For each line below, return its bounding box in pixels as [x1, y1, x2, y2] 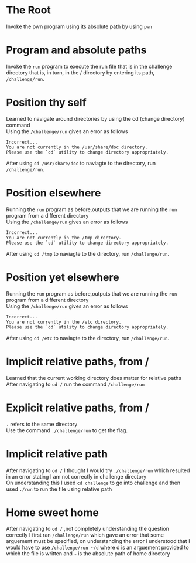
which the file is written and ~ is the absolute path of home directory [6, 550, 170, 557]
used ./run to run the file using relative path [6, 485, 112, 493]
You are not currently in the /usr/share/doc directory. [6, 144, 148, 150]
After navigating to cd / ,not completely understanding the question [6, 525, 170, 533]
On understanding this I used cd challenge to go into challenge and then [6, 479, 180, 486]
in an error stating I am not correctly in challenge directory [6, 473, 147, 480]
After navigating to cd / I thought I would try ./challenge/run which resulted [6, 467, 190, 474]
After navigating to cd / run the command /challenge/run [6, 381, 145, 388]
